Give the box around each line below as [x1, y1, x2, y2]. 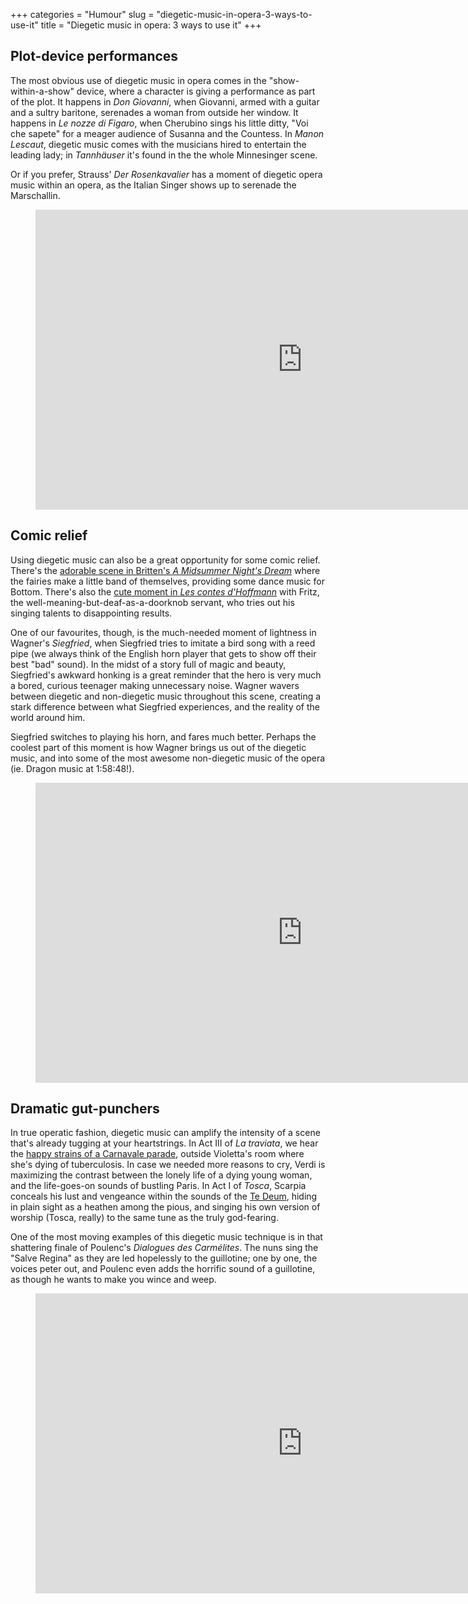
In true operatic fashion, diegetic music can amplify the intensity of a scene [10, 1127, 321, 1139]
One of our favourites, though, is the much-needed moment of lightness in [10, 626, 317, 638]
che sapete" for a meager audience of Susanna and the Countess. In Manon [10, 127, 325, 139]
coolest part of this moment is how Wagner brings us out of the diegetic [10, 741, 307, 753]
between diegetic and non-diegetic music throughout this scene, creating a [10, 690, 322, 702]
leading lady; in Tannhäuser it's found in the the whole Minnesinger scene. [10, 149, 318, 161]
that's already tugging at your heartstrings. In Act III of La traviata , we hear [10, 1137, 319, 1149]
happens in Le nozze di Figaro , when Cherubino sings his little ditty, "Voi [10, 117, 309, 129]
